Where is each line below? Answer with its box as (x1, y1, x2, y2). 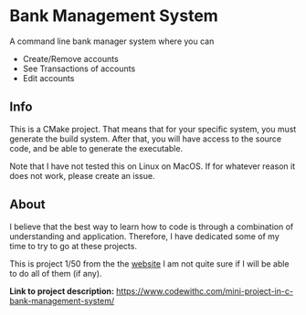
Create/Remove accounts (22, 53, 119, 64)
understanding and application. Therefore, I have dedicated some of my (9, 230, 280, 242)
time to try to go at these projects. (9, 240, 137, 251)
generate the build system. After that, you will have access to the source (9, 133, 282, 144)
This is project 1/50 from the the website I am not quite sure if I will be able (9, 257, 290, 269)
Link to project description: (9, 285, 114, 297)
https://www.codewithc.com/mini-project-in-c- (115, 285, 294, 297)
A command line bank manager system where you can (9, 36, 215, 47)
